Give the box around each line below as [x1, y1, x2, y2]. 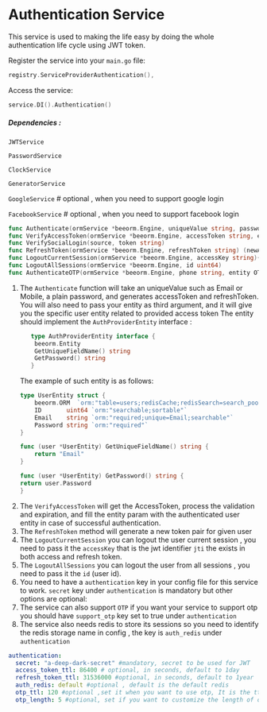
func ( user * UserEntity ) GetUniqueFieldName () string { [19, 443, 209, 451]
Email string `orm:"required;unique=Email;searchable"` [34, 413, 234, 422]
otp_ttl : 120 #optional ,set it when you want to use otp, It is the [15, 689, 250, 697]
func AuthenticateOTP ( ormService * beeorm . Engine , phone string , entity [8, 269, 250, 277]
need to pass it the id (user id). [19, 568, 122, 578]
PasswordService [8, 152, 62, 160]
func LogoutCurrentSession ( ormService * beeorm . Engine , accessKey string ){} [8, 254, 265, 262]
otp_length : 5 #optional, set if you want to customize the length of [15, 695, 254, 704]
